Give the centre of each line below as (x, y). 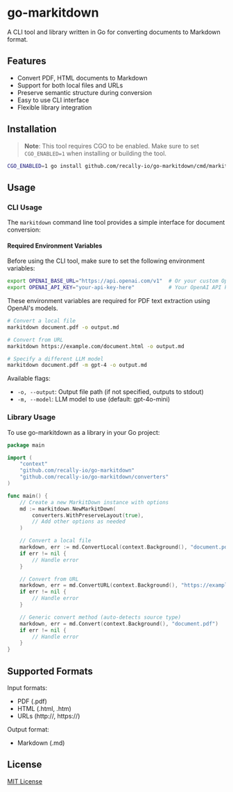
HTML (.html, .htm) (44, 708)
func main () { (28, 496)
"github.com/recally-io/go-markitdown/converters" (94, 477)
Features (27, 61)
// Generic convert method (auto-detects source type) (101, 617)
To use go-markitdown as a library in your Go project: (84, 432)
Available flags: (29, 379)
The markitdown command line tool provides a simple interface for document (116, 223)
